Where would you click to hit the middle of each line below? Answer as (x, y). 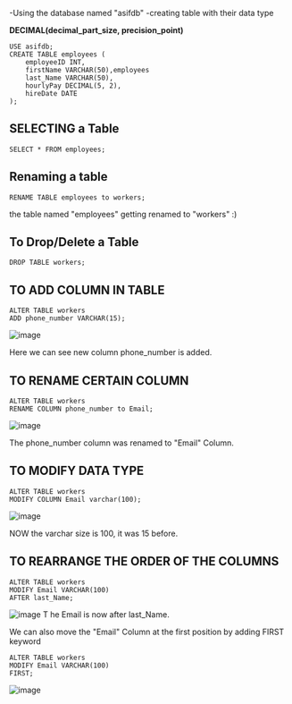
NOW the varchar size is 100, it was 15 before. (94, 533)
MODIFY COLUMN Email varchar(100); (75, 499)
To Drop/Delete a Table (74, 242)
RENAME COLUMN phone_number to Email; (81, 409)
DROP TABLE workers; (48, 263)
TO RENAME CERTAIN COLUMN (99, 381)
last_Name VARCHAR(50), (70, 78)
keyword (25, 641)
